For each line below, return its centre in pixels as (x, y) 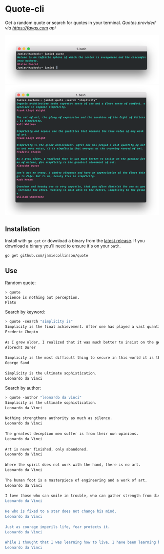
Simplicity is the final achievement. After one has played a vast (75, 327)
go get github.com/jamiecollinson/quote (47, 255)
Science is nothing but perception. (42, 297)
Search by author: (23, 388)
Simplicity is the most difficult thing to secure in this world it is (79, 358)
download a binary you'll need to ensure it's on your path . (63, 246)
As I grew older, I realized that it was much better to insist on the (79, 342)
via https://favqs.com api (31, 27)
